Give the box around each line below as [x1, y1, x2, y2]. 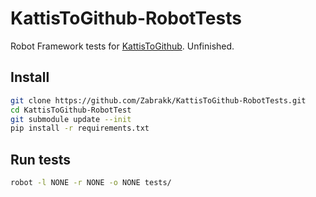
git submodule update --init [10, 114, 132, 124]
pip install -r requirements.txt [10, 123, 150, 134]
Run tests [10, 151, 71, 168]
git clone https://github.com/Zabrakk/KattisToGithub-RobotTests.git [10, 95, 307, 106]
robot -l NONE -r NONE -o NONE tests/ [10, 178, 172, 188]
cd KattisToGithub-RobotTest [10, 105, 132, 115]
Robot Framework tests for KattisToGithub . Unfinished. [10, 40, 235, 52]
